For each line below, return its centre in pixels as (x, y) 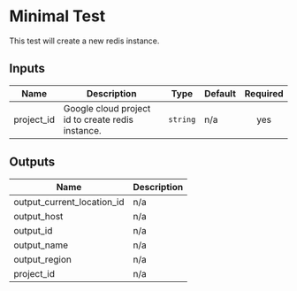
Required (264, 93)
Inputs (27, 69)
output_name (41, 245)
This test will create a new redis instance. (84, 41)
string (182, 119)
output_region (43, 259)
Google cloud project (107, 108)
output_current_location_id (69, 202)
